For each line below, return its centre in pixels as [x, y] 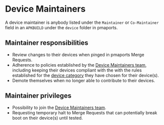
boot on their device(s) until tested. [47, 118]
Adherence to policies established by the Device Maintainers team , [79, 65]
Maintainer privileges [38, 96]
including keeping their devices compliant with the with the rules [77, 70]
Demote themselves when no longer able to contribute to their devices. [83, 80]
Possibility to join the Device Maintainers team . [59, 107]
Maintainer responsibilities [47, 43]
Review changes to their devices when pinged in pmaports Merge [78, 54]
